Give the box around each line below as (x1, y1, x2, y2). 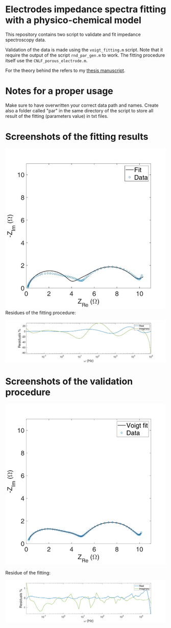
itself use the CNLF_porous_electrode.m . (5, 57, 88, 63)
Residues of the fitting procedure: (5, 309, 76, 316)
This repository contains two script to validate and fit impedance (5, 31, 141, 37)
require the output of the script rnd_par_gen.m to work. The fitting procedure (5, 52, 165, 58)
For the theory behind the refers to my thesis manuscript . (5, 67, 126, 74)
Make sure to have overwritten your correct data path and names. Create (5, 102, 159, 108)
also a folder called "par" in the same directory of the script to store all (5, 107, 154, 113)
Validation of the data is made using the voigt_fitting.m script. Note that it (5, 46, 163, 53)
